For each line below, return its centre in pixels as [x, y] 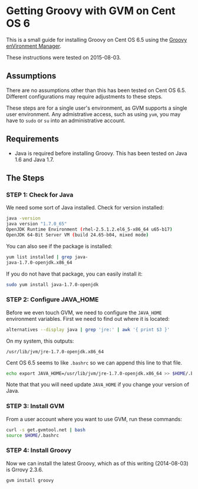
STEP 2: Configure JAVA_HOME [52, 300]
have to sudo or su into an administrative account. [66, 120]
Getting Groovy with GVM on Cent [91, 11]
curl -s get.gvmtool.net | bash [46, 430]
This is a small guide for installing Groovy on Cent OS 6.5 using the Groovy [97, 40]
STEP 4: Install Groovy [39, 451]
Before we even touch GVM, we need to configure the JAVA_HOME [84, 312]
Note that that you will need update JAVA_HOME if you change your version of [98, 385]
